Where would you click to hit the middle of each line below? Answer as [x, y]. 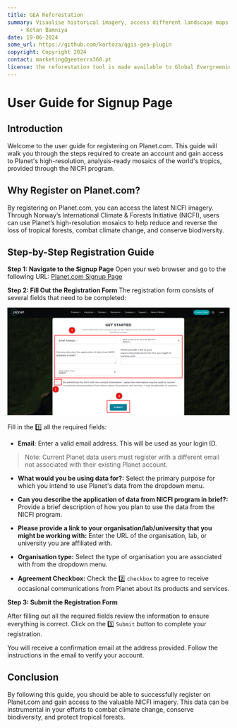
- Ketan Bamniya [44, 30]
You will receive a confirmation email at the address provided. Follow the [113, 648]
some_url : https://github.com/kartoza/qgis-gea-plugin [90, 45]
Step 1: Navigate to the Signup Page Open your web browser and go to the [117, 269]
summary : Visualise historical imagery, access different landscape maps [118, 22]
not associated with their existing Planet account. [96, 465]
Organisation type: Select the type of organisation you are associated [120, 557]
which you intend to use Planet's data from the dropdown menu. [111, 486]
